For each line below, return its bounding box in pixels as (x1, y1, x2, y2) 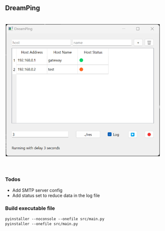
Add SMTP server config (12, 187, 63, 193)
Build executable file (5, 204, 55, 211)
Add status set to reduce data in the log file (12, 192, 100, 198)
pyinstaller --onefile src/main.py (5, 221, 78, 226)
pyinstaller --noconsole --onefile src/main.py (5, 216, 105, 221)
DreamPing (5, 4, 40, 12)
